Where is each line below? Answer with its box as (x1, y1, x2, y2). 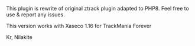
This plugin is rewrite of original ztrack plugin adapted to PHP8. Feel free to (6, 5, 189, 12)
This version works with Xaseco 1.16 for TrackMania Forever (6, 23, 152, 29)
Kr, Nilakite (6, 34, 32, 40)
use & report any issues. (6, 11, 65, 18)
